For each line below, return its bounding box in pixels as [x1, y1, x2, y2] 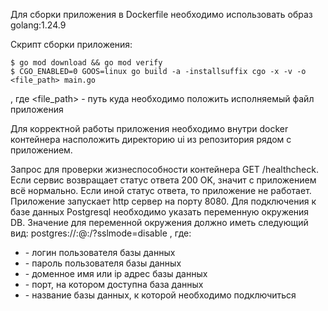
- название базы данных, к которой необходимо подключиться [24, 289, 297, 301]
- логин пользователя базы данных [24, 247, 176, 258]
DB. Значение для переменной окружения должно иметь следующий [10, 217, 309, 228]
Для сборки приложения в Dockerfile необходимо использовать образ [10, 9, 313, 20]
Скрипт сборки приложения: [10, 39, 133, 50]
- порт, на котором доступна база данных [24, 279, 204, 290]
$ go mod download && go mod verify [10, 58, 163, 68]
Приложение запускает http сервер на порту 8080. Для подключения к [10, 195, 317, 207]
